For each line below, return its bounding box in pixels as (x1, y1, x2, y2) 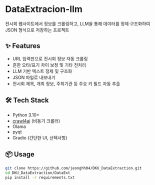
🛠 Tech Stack (5, 96, 49, 104)
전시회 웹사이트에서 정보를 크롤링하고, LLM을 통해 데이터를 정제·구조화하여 (5, 20, 150, 26)
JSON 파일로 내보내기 (12, 74, 56, 80)
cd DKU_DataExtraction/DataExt (5, 170, 70, 175)
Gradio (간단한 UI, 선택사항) (12, 134, 67, 140)
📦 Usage (5, 150, 35, 158)
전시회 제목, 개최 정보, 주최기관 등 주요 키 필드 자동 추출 (12, 80, 120, 86)
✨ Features (5, 41, 40, 50)
